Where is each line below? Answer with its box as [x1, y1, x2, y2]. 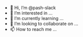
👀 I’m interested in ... [10, 10, 53, 16]
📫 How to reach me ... [10, 26, 57, 32]
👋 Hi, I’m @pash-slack [10, 5, 56, 10]
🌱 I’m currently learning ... [10, 15, 64, 21]
